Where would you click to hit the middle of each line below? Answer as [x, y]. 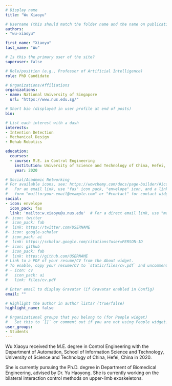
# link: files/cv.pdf [31, 280]
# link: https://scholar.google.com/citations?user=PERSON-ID [74, 242]
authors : [15, 29]
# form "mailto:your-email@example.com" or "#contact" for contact [81, 194]
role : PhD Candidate [27, 76]
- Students [17, 332]
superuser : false [24, 62]
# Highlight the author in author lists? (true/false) [65, 303]
